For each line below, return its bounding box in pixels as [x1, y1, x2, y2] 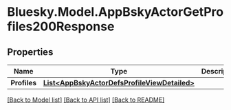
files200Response [7, 19, 115, 34]
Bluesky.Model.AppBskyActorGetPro [7, 4, 224, 20]
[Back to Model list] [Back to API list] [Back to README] [7, 96, 165, 104]
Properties [7, 46, 54, 58]
